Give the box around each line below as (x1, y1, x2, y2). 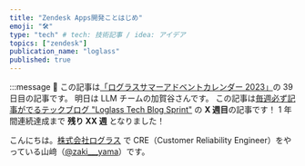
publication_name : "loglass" (9, 47, 120, 56)
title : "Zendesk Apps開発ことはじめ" (9, 13, 143, 23)
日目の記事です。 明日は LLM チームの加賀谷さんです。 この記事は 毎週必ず (9, 93, 289, 103)
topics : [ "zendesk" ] (9, 38, 88, 48)
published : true (9, 55, 71, 64)
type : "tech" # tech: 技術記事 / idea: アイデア (9, 30, 187, 39)
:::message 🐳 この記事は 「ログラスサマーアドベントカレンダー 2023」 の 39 (9, 82, 293, 92)
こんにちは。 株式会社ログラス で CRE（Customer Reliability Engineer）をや (9, 135, 292, 145)
